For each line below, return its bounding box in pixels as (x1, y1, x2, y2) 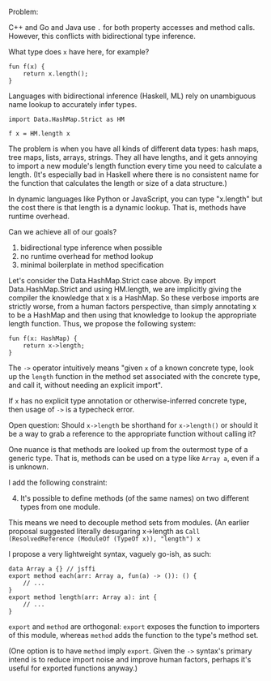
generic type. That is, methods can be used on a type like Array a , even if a (8, 454, 260, 463)
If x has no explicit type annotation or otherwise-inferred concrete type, (8, 396, 248, 405)
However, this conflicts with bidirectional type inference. (8, 32, 196, 41)
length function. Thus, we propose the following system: (8, 319, 197, 328)
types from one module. (19, 502, 101, 511)
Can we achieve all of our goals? (8, 227, 117, 236)
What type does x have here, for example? (8, 47, 150, 56)
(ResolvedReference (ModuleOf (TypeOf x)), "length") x (8, 535, 201, 543)
